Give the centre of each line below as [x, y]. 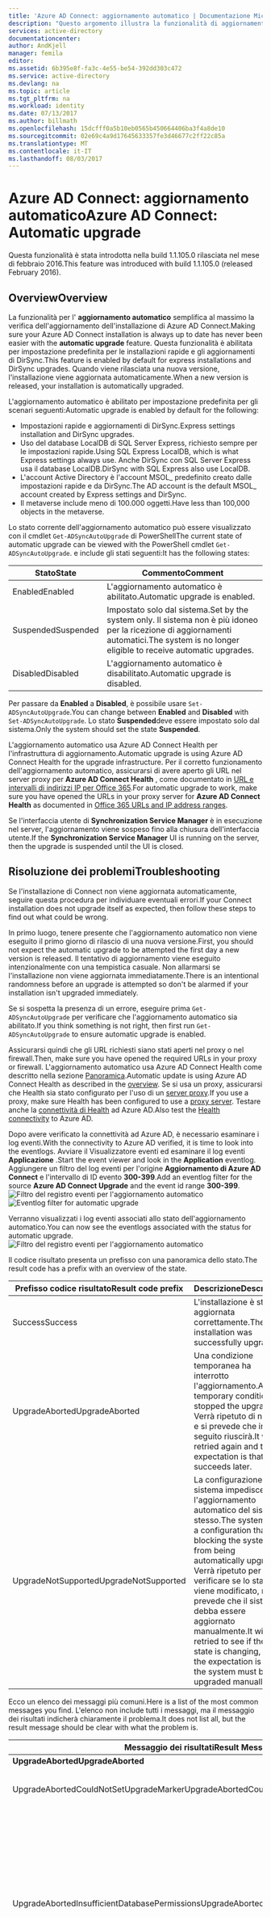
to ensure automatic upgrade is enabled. [139, 1034]
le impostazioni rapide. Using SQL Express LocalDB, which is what [129, 452]
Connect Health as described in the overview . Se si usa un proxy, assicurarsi [135, 1084]
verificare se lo [221, 1580]
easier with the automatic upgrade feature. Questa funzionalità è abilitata [131, 343]
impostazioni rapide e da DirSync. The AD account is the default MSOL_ [138, 486]
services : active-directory [56, 31]
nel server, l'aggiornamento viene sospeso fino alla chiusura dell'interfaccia [134, 829]
